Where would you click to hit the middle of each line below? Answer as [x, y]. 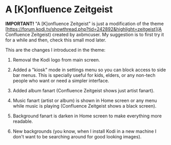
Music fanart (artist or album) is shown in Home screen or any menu [85, 100]
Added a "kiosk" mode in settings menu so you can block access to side [89, 70]
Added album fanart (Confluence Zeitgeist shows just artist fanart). [84, 90]
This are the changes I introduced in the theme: [55, 50]
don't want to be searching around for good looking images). [77, 136]
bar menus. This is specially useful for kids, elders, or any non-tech [84, 75]
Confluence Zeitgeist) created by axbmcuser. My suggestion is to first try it [85, 34]
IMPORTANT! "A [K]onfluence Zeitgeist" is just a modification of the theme [85, 24]
